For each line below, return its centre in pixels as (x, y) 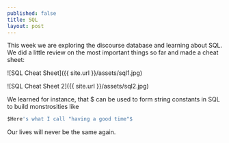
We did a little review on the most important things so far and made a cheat (113, 52)
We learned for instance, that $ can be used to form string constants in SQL (113, 99)
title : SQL (23, 20)
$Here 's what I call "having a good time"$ (70, 119)
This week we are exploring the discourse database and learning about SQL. (115, 46)
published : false (32, 13)
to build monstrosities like (43, 107)
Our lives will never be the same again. (62, 132)
